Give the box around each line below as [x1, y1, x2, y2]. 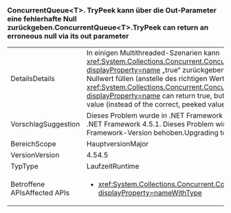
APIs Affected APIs [10, 188, 70, 198]
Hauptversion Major [86, 139, 149, 149]
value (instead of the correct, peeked [86, 100, 206, 109]
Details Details [10, 74, 55, 84]
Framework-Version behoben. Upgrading [86, 128, 219, 137]
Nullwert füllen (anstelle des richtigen [86, 74, 208, 84]
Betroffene [10, 179, 45, 189]
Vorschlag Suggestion [10, 120, 80, 129]
